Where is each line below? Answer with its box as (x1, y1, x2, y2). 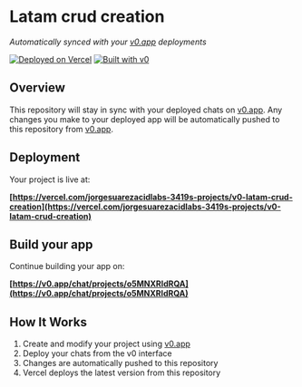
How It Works (9, 314, 88, 330)
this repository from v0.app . (9, 123, 113, 134)
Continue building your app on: (9, 261, 125, 272)
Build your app (9, 237, 93, 252)
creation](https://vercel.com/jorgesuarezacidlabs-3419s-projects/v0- (9, 201, 281, 212)
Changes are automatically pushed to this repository (22, 358, 219, 369)
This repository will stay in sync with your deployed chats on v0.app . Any (9, 104, 283, 115)
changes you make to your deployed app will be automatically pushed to (9, 113, 280, 124)
